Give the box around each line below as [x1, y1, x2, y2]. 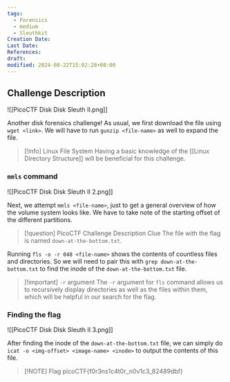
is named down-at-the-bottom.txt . [23, 236, 122, 244]
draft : [7, 55, 26, 62]
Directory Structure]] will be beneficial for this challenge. [23, 154, 186, 163]
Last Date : [7, 42, 39, 49]
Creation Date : [7, 36, 51, 43]
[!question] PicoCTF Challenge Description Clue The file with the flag [23, 229, 221, 237]
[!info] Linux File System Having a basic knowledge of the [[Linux [23, 147, 210, 156]
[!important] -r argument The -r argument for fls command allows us [23, 278, 223, 286]
